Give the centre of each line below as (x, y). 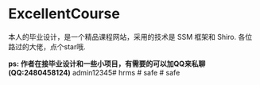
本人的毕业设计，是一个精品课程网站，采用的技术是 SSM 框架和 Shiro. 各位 (130, 37)
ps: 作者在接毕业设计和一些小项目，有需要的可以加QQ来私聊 (107, 64)
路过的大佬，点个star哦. (47, 46)
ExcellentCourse (64, 14)
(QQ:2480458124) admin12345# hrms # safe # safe (94, 72)
